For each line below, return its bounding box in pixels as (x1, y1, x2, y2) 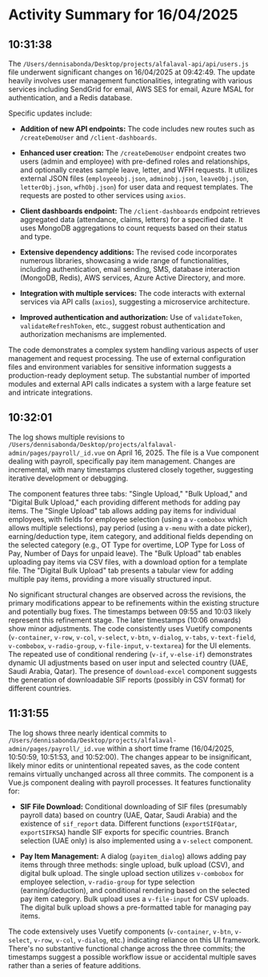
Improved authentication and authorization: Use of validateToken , (19, 313, 242, 322)
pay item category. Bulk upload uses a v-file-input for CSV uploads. (19, 894, 250, 903)
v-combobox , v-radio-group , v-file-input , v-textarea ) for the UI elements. (8, 640, 251, 651)
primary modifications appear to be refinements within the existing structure (8, 598, 260, 607)
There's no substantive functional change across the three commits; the (8, 943, 246, 953)
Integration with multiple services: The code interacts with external (19, 289, 246, 298)
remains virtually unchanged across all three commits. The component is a (8, 768, 254, 779)
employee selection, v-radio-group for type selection (19, 877, 195, 886)
